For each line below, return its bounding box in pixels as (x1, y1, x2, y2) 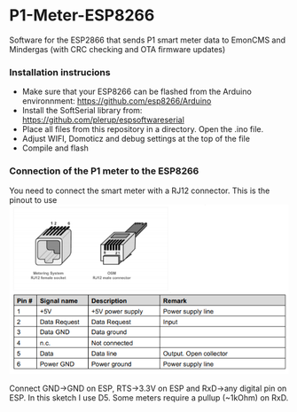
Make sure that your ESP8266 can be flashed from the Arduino (21, 86, 253, 97)
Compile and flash (21, 143, 89, 153)
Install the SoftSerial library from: (21, 105, 143, 116)
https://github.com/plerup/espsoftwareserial (21, 114, 184, 125)
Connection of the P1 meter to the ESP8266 (9, 165, 199, 177)
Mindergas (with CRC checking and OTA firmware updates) (9, 43, 226, 54)
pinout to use (9, 194, 58, 205)
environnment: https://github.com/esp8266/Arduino (21, 96, 212, 106)
